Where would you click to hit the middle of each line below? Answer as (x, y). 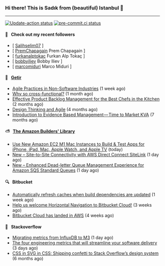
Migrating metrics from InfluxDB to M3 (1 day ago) (63, 237)
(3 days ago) (25, 248)
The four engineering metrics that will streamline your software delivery (84, 243)
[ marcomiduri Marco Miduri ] (42, 66)
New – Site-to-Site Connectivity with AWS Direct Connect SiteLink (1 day (85, 154)
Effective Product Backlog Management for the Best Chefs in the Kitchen (86, 99)
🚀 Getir (13, 78)
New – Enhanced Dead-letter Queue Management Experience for (78, 165)
